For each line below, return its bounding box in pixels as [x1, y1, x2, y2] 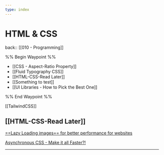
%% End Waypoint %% [5, 93, 52, 99]
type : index [5, 7, 29, 12]
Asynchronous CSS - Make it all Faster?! [5, 140, 86, 146]
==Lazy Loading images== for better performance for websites [5, 130, 133, 136]
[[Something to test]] [12, 79, 55, 85]
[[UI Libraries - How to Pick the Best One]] [12, 84, 98, 90]
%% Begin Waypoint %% [5, 54, 56, 60]
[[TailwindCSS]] [5, 103, 37, 109]
